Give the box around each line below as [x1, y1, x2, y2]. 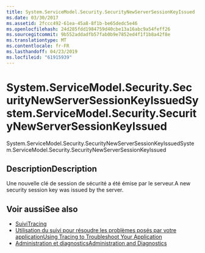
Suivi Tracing [15, 220, 47, 227]
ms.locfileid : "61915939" [6, 54, 72, 60]
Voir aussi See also [6, 204, 78, 214]
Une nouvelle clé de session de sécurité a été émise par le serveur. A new [6, 180, 191, 187]
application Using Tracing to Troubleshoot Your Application [15, 233, 163, 241]
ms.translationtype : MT [6, 37, 67, 43]
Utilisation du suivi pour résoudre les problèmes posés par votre [15, 227, 177, 234]
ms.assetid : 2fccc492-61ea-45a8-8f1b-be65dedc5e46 [6, 20, 138, 26]
